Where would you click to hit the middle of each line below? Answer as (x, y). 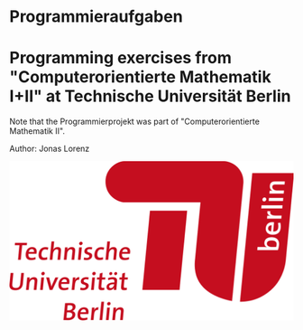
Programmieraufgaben (96, 17)
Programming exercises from (120, 58)
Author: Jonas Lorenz (50, 149)
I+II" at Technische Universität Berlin (150, 96)
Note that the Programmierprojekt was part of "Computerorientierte (134, 122)
